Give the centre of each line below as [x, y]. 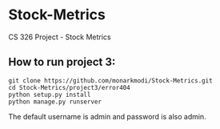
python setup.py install [50, 95]
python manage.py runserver [55, 102]
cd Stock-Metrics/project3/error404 [69, 87]
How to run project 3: [62, 62]
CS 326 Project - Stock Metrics [60, 37]
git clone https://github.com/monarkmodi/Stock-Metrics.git [111, 81]
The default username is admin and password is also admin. [107, 116]
